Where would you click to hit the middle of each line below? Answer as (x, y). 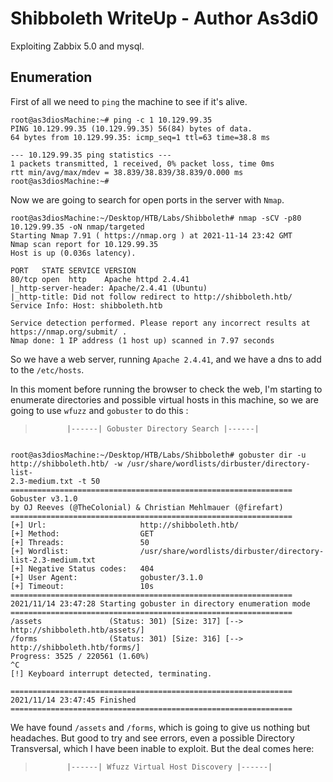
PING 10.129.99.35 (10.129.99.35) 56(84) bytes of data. (131, 128)
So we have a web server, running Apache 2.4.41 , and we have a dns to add (166, 359)
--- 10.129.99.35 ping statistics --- (91, 155)
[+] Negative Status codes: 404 (82, 568)
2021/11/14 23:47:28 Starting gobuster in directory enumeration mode (160, 603)
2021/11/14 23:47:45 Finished (73, 700)
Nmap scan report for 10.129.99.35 (84, 244)
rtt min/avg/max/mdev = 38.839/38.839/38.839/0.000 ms (127, 172)
